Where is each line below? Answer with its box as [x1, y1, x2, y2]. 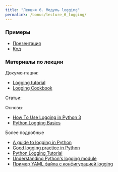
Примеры [5, 29, 31, 36]
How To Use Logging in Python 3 [12, 114, 82, 120]
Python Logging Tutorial [12, 150, 63, 156]
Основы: [5, 105, 24, 111]
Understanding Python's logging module [12, 155, 97, 162]
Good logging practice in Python [12, 145, 80, 151]
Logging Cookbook [12, 85, 53, 91]
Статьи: [5, 95, 22, 101]
